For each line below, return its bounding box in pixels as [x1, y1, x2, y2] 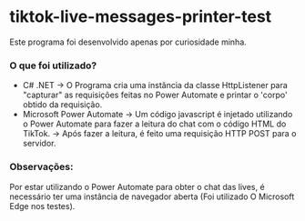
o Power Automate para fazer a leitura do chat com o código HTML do [22, 118, 287, 129]
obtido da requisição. [22, 99, 103, 110]
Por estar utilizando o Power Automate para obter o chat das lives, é [9, 181, 266, 192]
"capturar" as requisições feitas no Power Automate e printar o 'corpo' [22, 89, 289, 101]
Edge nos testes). [9, 200, 76, 211]
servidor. [22, 138, 56, 149]
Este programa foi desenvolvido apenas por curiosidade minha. [9, 36, 248, 47]
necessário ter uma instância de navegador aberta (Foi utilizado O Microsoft [9, 191, 295, 202]
